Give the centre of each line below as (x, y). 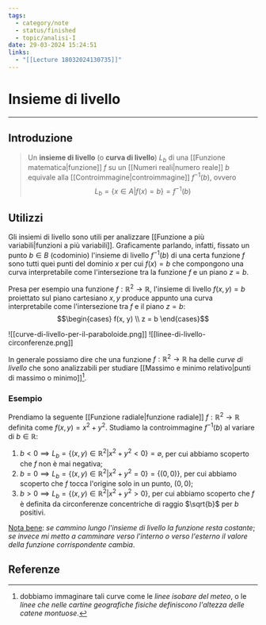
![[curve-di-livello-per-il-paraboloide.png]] (78, 334)
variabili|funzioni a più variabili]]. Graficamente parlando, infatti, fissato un (129, 245)
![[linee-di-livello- (177, 334)
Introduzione (41, 139)
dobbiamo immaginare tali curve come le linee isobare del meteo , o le (133, 596)
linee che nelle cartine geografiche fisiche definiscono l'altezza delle (132, 604)
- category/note (42, 23)
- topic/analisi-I (46, 38)
